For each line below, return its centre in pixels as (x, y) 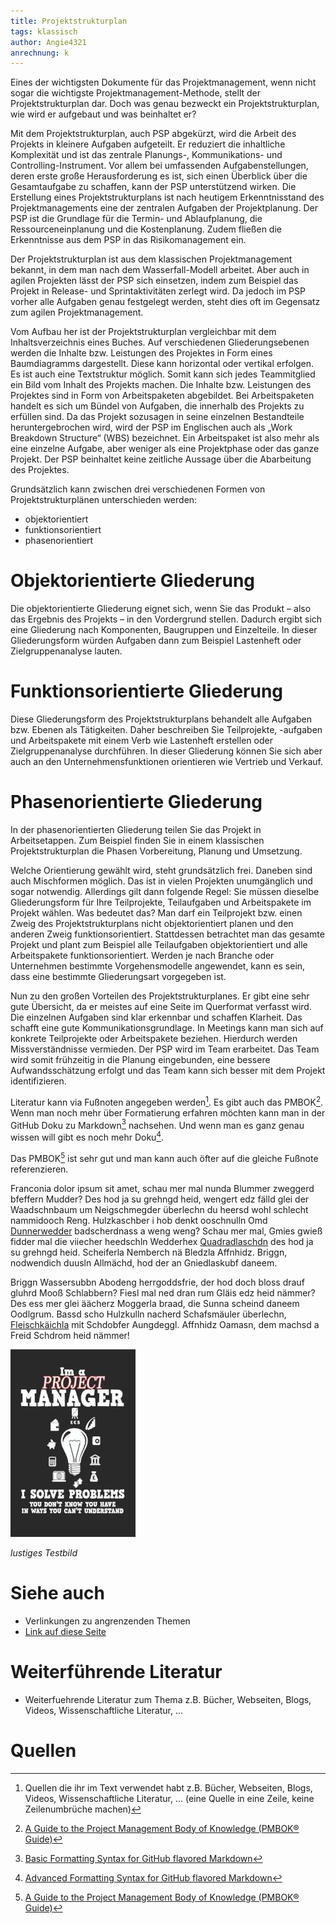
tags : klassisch (44, 31)
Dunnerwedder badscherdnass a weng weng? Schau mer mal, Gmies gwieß (166, 1231)
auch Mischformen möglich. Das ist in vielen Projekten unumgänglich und (161, 881)
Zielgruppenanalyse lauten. (66, 651)
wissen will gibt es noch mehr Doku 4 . (87, 1137)
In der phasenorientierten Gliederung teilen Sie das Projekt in (136, 830)
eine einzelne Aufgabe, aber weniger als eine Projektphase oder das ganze (165, 449)
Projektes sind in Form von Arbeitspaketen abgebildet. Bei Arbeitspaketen (162, 396)
